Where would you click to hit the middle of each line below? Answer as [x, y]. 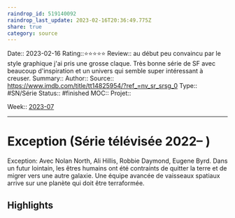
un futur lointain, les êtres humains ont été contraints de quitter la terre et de [117, 168]
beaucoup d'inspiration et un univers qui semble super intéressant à [105, 71]
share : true [24, 27]
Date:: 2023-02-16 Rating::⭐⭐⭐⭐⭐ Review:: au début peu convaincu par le [114, 54]
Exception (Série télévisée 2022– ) [109, 141]
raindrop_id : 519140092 [42, 14]
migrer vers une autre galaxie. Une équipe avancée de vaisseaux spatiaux [114, 176]
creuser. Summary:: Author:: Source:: [60, 78]
